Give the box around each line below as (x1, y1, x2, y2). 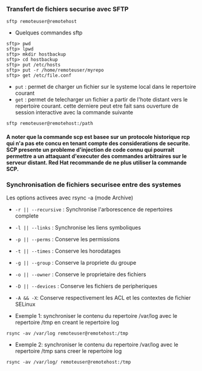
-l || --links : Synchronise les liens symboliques (15, 224, 141, 231)
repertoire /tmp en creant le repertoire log (15, 319, 119, 326)
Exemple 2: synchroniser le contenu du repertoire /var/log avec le (15, 341, 178, 349)
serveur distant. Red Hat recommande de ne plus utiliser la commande (6, 159, 187, 166)
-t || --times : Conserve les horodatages (15, 247, 121, 255)
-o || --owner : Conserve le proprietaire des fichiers (15, 271, 146, 278)
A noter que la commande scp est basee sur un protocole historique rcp (6, 133, 191, 140)
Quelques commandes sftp (15, 29, 83, 36)
